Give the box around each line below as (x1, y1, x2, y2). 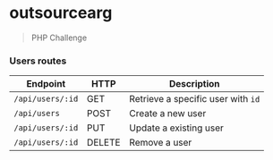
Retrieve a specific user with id (129, 93, 260, 105)
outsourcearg (9, 3, 113, 23)
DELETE (86, 137, 121, 149)
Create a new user (129, 107, 207, 120)
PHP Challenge (30, 32, 88, 43)
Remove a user (129, 137, 192, 149)
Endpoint (26, 78, 66, 90)
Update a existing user (129, 122, 224, 134)
